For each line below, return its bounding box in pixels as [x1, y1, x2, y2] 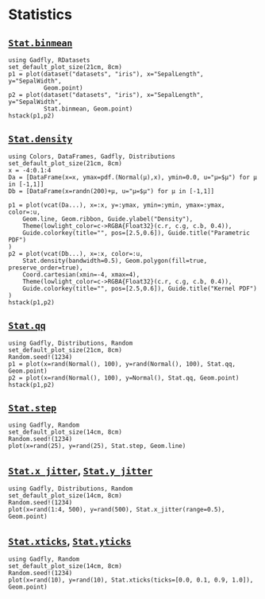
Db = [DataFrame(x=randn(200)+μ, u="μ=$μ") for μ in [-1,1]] [8, 187, 215, 195]
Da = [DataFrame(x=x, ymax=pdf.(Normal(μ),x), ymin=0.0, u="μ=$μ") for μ [8, 173, 258, 181]
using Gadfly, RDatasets [8, 56, 90, 64]
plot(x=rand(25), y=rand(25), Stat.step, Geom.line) [8, 442, 186, 450]
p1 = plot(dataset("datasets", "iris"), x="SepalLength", [8, 70, 204, 78]
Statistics [8, 6, 73, 24]
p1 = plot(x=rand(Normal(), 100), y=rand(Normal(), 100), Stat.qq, [8, 360, 236, 368]
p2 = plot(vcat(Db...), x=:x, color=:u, [8, 249, 144, 257]
